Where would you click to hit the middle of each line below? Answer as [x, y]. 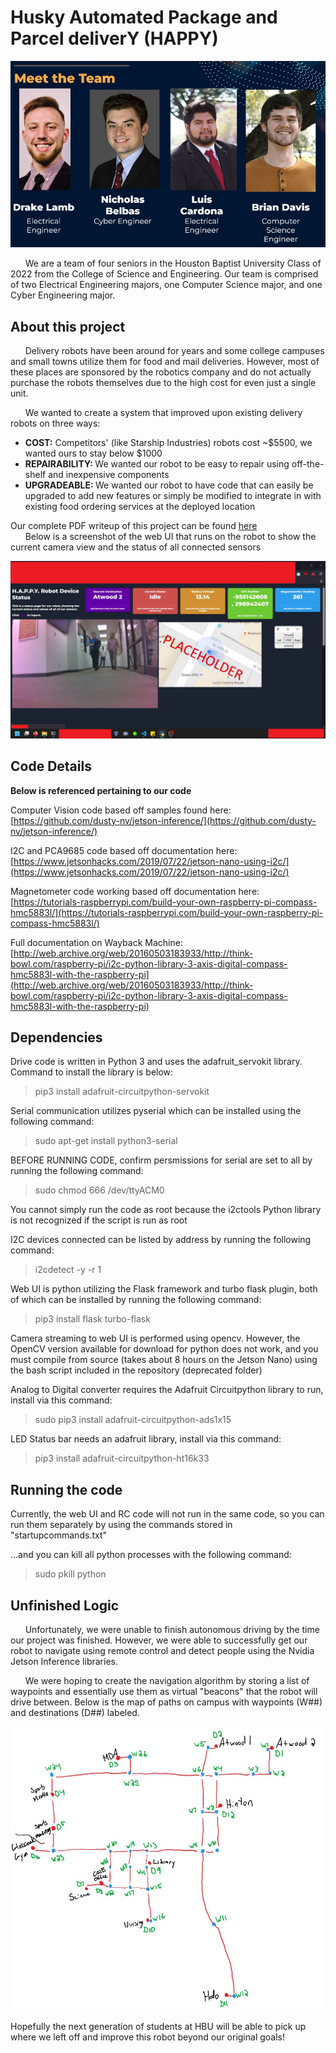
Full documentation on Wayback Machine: [96, 942]
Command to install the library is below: [92, 1072]
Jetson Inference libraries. [64, 1661]
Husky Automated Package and [144, 17]
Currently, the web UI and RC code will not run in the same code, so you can [167, 1514]
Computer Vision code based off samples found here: [121, 810]
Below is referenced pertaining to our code [101, 790]
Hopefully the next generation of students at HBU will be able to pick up [158, 2026]
